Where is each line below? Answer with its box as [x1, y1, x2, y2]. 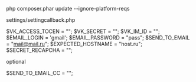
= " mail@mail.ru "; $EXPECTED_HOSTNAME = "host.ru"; [6, 41, 143, 47]
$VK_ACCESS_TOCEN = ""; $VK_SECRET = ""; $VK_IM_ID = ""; [6, 28, 161, 35]
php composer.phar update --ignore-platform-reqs [6, 5, 130, 12]
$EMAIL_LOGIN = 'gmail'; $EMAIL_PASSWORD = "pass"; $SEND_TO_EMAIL [6, 34, 190, 41]
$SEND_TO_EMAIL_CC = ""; [6, 70, 73, 76]
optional [6, 58, 26, 65]
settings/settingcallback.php [6, 17, 76, 23]
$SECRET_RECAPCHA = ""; [6, 47, 73, 54]
